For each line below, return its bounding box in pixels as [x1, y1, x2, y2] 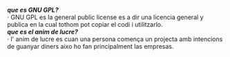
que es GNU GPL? [7, 6, 59, 14]
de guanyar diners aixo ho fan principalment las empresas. [7, 43, 174, 50]
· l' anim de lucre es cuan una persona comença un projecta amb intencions [7, 35, 223, 43]
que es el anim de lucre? [7, 27, 78, 36]
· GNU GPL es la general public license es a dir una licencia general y [7, 13, 204, 21]
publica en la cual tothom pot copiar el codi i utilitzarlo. [7, 21, 163, 28]
